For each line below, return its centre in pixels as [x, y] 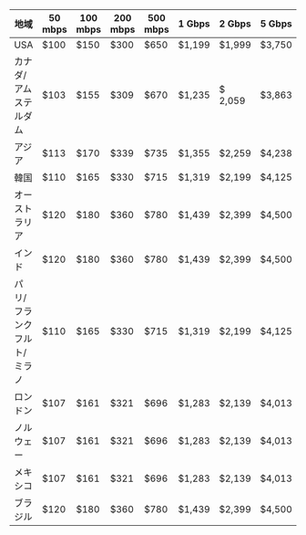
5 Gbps [276, 24]
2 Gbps [235, 24]
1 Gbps [194, 24]
